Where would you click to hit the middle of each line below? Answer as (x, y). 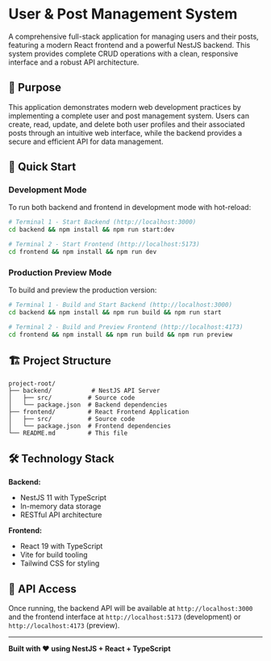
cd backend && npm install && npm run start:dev (92, 230)
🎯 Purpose (35, 88)
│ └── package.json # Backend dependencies (88, 405)
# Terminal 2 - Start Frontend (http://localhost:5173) (104, 244)
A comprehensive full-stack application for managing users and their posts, (134, 36)
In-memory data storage (60, 507)
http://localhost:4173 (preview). (64, 625)
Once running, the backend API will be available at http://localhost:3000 (131, 608)
